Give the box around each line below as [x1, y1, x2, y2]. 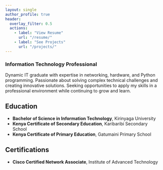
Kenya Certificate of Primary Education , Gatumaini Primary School [12, 131, 152, 137]
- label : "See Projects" [14, 40, 66, 45]
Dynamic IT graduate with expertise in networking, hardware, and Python [5, 72, 156, 78]
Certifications [5, 146, 49, 154]
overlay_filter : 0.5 [9, 21, 52, 26]
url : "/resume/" [18, 35, 52, 40]
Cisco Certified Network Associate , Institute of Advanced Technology [12, 159, 159, 165]
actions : [9, 26, 28, 31]
